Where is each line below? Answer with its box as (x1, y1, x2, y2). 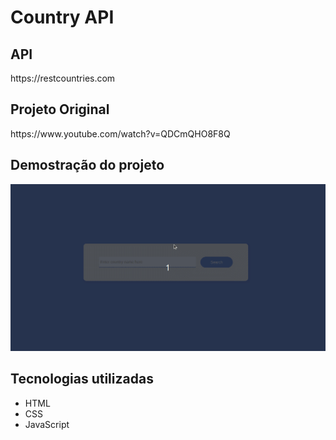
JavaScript (24, 418, 70, 430)
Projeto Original (10, 101, 110, 118)
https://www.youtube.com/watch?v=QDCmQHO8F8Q (10, 127, 231, 140)
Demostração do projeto (10, 157, 165, 174)
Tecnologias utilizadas (10, 371, 154, 388)
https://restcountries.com (10, 72, 116, 84)
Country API (10, 6, 115, 29)
